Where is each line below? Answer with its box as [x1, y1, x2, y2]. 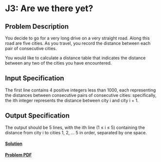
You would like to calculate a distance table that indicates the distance [5, 55, 146, 61]
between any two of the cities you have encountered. [5, 60, 112, 66]
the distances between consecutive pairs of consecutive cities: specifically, [5, 92, 157, 98]
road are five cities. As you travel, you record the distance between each [5, 40, 151, 46]
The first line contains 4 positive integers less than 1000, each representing [5, 87, 156, 93]
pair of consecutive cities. [5, 46, 57, 51]
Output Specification [5, 111, 70, 120]
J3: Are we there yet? [5, 3, 93, 14]
